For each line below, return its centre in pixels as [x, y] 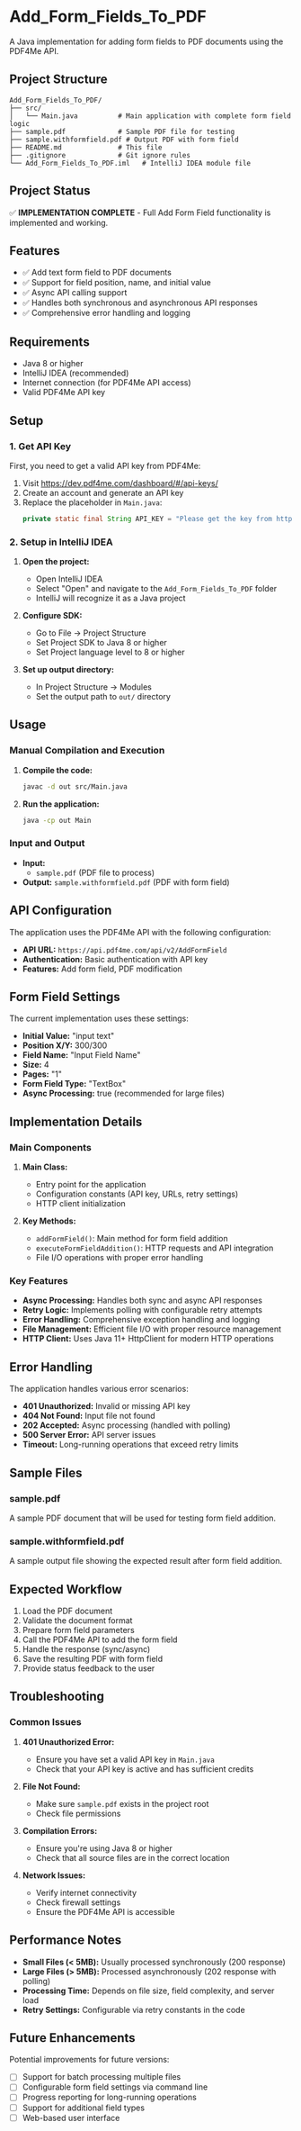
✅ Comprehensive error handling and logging [106, 313]
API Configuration [61, 911]
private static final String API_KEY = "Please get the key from [147, 519]
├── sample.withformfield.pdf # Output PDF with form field [124, 140]
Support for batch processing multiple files [102, 2077]
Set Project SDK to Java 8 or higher [102, 643]
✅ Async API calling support [75, 293]
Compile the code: [57, 770]
